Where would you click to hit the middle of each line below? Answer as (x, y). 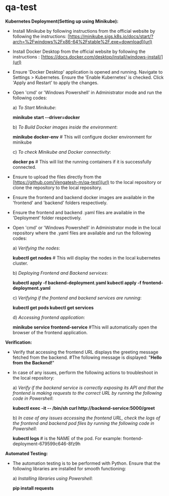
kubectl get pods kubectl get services (53, 307)
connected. (24, 167)
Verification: (19, 342)
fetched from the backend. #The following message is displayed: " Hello (87, 357)
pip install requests (33, 488)
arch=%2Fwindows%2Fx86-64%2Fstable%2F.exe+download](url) (82, 41)
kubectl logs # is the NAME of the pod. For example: (67, 438)
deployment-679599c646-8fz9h (46, 444)
